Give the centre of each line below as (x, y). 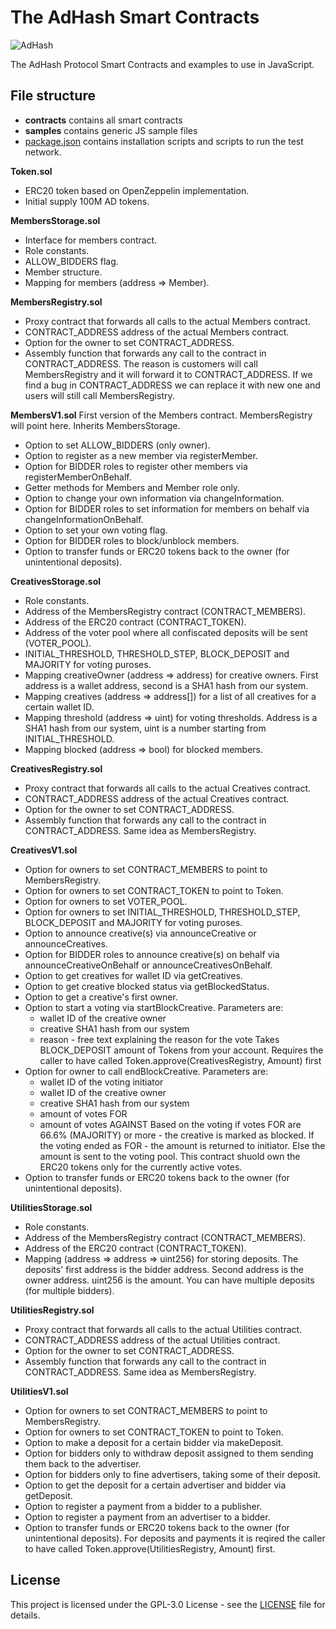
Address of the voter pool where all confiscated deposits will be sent (166, 632)
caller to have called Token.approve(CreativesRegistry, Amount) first (180, 1060)
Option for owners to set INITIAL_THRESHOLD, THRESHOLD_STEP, (162, 912)
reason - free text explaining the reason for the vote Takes (159, 1039)
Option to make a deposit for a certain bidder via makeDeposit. (154, 1442)
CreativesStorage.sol (56, 581)
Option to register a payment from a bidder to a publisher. (143, 1506)
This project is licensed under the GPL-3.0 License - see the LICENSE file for (168, 1604)
